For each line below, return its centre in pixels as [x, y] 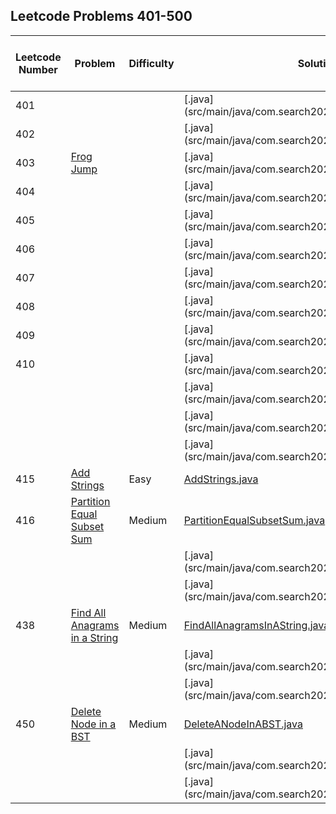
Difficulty [151, 63]
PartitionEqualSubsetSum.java [254, 520]
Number [38, 69]
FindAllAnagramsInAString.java [256, 625]
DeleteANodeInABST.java [243, 724]
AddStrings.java [221, 479]
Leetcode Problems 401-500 [101, 16]
